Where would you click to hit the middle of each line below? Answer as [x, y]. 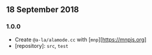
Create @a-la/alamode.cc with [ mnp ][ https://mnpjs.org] [80, 39]
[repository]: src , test [42, 46]
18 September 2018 [42, 10]
